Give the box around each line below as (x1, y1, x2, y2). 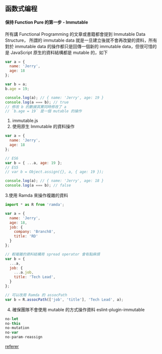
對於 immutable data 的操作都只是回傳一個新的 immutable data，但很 (5, 43, 144, 49)
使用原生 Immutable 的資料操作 (12, 124, 75, 129)
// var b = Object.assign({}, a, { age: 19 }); (5, 170, 104, 175)
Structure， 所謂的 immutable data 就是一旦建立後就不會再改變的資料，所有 (5, 37, 158, 43)
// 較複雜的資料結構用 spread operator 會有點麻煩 (5, 252, 100, 256)
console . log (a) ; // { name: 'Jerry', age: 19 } (5, 95, 104, 100)
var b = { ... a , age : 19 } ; (5, 160, 63, 165)
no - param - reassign (5, 335, 43, 340)
